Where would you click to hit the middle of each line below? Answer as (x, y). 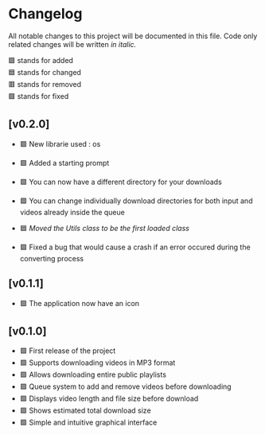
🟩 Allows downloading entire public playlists (93, 374)
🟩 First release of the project (68, 351)
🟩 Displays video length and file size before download (109, 398)
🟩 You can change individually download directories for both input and (136, 201)
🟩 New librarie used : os (60, 143)
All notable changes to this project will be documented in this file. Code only (133, 36)
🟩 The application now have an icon (80, 303)
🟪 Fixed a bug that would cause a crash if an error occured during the (135, 247)
